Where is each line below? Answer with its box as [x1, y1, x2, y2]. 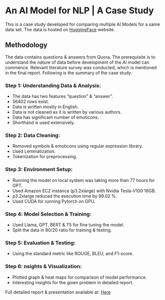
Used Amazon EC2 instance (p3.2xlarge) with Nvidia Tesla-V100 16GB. [12, 188, 157, 194]
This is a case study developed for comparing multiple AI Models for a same [5, 21, 161, 27]
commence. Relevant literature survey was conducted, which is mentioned [5, 64, 157, 70]
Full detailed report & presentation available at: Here [5, 289, 111, 295]
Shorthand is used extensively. [12, 120, 75, 126]
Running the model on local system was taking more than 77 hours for [12, 177, 155, 183]
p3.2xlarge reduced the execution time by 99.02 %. [12, 193, 117, 199]
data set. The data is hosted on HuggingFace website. [5, 26, 115, 32]
